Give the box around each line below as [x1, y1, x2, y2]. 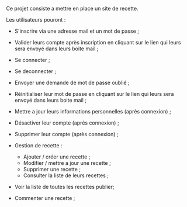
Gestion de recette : [14, 142, 63, 149]
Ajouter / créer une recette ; [23, 153, 91, 160]
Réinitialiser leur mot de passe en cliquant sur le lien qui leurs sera [14, 91, 174, 97]
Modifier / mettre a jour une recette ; [23, 160, 111, 166]
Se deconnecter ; [14, 68, 57, 75]
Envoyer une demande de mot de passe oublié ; [14, 79, 130, 86]
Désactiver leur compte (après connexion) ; [14, 119, 119, 126]
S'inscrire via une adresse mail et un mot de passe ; [14, 27, 139, 34]
